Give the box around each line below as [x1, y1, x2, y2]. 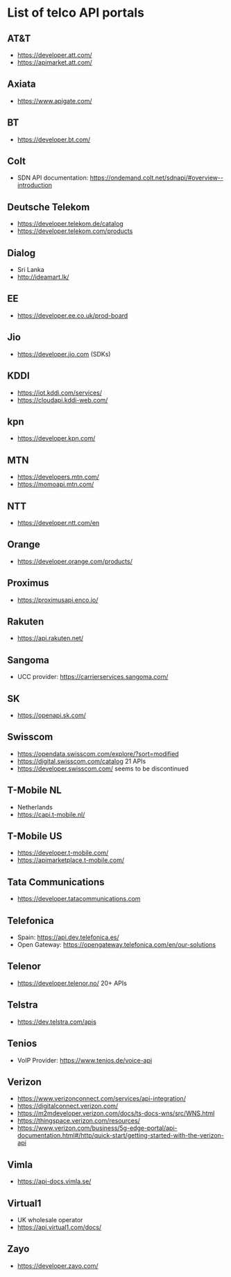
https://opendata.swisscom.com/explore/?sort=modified [17, 749, 179, 757]
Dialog [7, 247, 36, 259]
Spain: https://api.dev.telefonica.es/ [17, 933, 119, 941]
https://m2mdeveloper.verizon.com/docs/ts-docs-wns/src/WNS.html [17, 1109, 215, 1117]
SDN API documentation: [17, 173, 89, 182]
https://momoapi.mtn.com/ [17, 480, 94, 488]
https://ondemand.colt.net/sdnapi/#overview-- [89, 173, 224, 182]
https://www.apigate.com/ [17, 96, 92, 105]
